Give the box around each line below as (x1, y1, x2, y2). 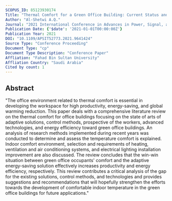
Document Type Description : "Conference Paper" (5, 50, 109, 55)
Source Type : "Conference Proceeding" (5, 41, 88, 46)
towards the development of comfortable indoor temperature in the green (5, 184, 160, 190)
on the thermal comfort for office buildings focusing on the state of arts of (5, 113, 161, 119)
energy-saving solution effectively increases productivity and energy (5, 163, 151, 169)
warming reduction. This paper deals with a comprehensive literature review (5, 108, 166, 114)
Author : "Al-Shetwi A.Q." (5, 17, 60, 22)
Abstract (5, 84, 34, 92)
